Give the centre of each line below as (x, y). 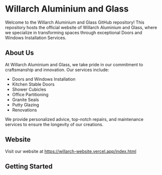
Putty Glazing (25, 104)
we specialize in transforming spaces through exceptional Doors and (73, 32)
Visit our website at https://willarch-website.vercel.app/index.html (71, 151)
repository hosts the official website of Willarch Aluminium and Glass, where (81, 27)
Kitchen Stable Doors (33, 84)
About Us (19, 53)
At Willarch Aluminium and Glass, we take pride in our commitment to (74, 64)
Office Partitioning (30, 94)
